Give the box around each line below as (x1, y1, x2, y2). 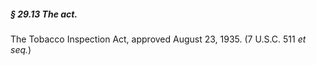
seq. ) (10, 43, 32, 55)
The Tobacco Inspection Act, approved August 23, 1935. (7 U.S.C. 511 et (10, 33, 307, 45)
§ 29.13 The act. (10, 8, 78, 20)
